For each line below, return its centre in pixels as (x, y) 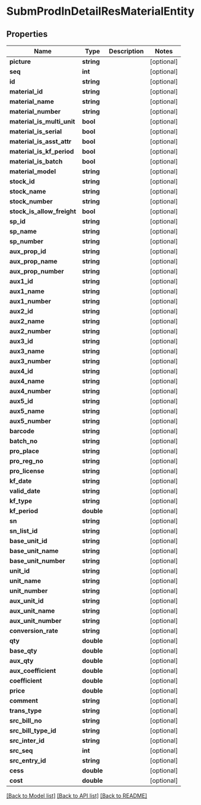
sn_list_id (24, 531)
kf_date (21, 481)
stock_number (31, 201)
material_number (35, 112)
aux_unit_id (27, 601)
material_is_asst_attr (41, 141)
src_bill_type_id (33, 731)
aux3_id (22, 341)
